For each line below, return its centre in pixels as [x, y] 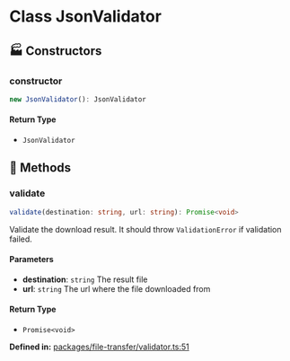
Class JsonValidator [85, 17]
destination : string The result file [85, 279]
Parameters [31, 260]
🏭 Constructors [56, 51]
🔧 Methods [40, 168]
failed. [21, 239]
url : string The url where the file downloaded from [116, 288]
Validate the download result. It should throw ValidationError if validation [145, 229]
